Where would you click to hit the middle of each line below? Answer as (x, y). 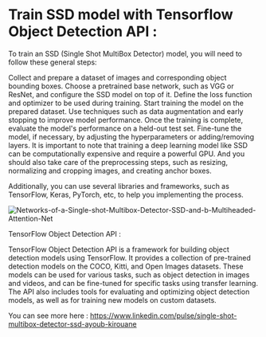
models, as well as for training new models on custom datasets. (112, 300)
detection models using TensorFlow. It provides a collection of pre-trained (129, 257)
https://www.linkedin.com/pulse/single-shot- (164, 315)
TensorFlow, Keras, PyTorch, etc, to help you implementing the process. (126, 194)
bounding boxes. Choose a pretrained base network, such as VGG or (121, 86)
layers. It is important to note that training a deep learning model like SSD (128, 145)
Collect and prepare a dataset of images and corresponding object (117, 77)
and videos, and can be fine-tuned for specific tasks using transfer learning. (133, 283)
